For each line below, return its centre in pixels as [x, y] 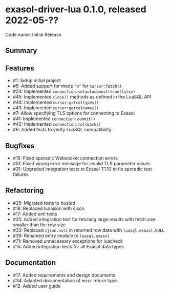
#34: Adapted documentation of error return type [65, 280]
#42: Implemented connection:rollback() [57, 124]
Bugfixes [20, 145]
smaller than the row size [39, 225]
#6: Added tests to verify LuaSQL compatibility [62, 130]
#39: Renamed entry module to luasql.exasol [61, 236]
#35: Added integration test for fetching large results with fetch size [84, 219]
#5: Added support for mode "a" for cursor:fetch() [67, 86]
